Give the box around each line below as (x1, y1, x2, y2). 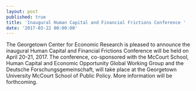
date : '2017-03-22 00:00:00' (6, 25, 78, 31)
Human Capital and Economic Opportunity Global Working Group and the (6, 60, 184, 67)
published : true (6, 14, 46, 20)
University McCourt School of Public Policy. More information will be (6, 72, 172, 79)
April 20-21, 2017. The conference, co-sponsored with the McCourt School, (6, 53, 189, 60)
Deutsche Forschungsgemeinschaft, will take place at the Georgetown (6, 66, 177, 73)
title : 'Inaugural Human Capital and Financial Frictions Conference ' (6, 19, 186, 25)
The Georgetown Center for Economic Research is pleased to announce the (6, 41, 191, 48)
